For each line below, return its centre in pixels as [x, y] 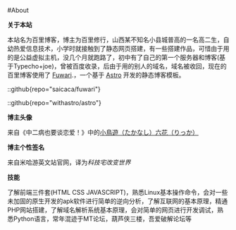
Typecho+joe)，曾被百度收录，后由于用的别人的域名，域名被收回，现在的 [120, 66]
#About [18, 10]
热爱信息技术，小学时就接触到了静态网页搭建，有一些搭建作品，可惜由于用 [121, 48]
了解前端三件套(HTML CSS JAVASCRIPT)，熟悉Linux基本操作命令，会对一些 [118, 192]
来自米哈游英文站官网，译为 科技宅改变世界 [69, 162]
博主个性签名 [26, 147]
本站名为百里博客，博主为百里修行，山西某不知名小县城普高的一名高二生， [115, 40]
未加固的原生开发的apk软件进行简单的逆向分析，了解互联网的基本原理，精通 [118, 201]
